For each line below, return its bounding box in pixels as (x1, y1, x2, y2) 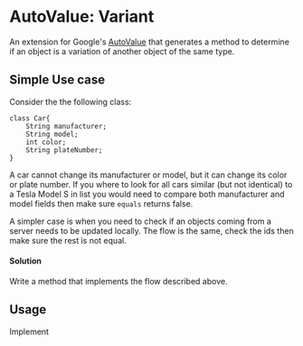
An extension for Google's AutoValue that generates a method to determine (9, 36, 289, 47)
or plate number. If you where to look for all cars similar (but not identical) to (9, 178, 293, 189)
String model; (25, 130, 79, 139)
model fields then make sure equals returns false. (9, 197, 194, 209)
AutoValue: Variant (9, 6, 155, 27)
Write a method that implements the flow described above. (9, 275, 228, 286)
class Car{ (9, 113, 51, 123)
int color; (25, 138, 67, 147)
